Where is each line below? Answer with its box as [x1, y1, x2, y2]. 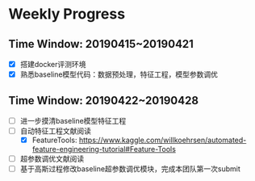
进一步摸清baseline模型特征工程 [19, 116, 127, 125]
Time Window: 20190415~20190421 [8, 37, 194, 51]
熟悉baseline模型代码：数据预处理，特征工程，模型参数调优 [19, 69, 219, 79]
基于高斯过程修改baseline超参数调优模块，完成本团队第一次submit [19, 164, 240, 174]
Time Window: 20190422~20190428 [8, 94, 199, 107]
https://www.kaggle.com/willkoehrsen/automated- [78, 135, 247, 145]
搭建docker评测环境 [19, 60, 86, 69]
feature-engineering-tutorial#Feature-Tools [31, 145, 176, 154]
